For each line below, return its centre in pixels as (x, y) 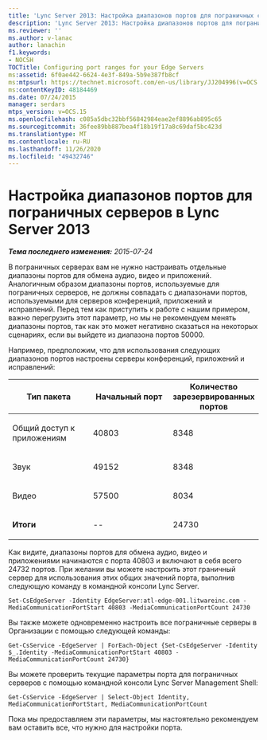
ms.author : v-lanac (41, 38)
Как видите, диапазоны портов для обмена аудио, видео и (108, 552)
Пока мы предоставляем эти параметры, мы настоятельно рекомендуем (133, 719)
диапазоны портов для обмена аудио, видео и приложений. (110, 276)
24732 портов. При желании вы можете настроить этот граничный (122, 570)
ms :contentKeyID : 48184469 (53, 90)
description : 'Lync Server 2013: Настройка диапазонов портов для (120, 23)
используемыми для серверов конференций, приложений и (110, 301)
